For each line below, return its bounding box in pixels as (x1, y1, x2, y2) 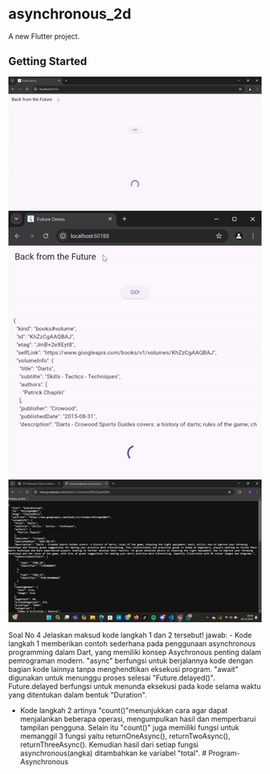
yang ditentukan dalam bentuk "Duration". (8, 690, 147, 699)
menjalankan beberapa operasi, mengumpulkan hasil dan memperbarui (19, 714, 256, 723)
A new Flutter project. (8, 31, 80, 41)
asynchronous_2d (8, 5, 132, 23)
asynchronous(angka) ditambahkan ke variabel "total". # (19, 748, 207, 758)
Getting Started (8, 55, 88, 68)
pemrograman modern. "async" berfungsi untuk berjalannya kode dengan (8, 656, 253, 665)
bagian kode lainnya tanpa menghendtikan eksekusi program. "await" (8, 664, 239, 674)
